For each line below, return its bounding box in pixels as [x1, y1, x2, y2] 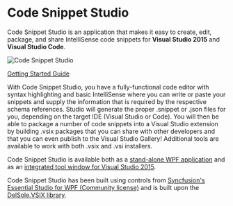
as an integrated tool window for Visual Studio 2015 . [7, 162, 156, 171]
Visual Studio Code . [7, 42, 66, 51]
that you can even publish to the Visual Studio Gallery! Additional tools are [7, 134, 219, 143]
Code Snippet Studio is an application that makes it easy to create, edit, [7, 28, 212, 36]
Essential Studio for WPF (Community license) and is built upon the [7, 183, 200, 191]
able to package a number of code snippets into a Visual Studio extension [7, 119, 219, 128]
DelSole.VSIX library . [7, 191, 67, 199]
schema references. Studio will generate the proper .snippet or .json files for [7, 105, 226, 113]
